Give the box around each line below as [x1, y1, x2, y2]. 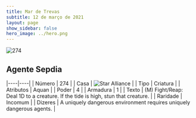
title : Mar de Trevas [6, 8, 60, 15]
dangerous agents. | [6, 105, 55, 112]
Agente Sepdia [6, 64, 63, 74]
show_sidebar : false [6, 25, 58, 31]
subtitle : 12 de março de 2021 [6, 14, 84, 20]
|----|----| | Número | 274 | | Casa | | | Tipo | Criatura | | [6, 79, 181, 87]
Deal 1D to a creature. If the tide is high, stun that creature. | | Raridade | [6, 93, 183, 100]
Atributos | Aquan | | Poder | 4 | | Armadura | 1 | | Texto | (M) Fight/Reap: [6, 86, 183, 93]
